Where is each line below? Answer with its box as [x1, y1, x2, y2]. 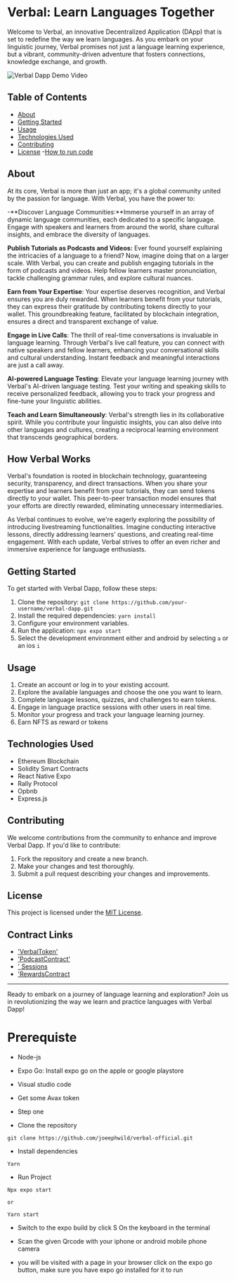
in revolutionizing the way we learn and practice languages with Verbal [7, 998, 212, 1006]
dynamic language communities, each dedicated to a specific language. [7, 215, 216, 224]
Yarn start [7, 1211, 39, 1218]
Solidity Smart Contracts [17, 764, 89, 772]
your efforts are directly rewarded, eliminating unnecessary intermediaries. [7, 502, 224, 510]
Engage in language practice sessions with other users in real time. [17, 703, 212, 711]
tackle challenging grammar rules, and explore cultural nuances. [7, 274, 193, 282]
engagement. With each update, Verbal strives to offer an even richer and [7, 537, 221, 546]
